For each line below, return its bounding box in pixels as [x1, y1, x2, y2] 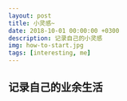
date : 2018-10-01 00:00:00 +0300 [8, 26, 120, 34]
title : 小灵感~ [8, 19, 55, 27]
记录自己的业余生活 [8, 81, 103, 95]
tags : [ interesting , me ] [8, 49, 91, 57]
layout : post [8, 11, 52, 20]
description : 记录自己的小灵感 [8, 34, 103, 42]
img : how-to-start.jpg [8, 42, 84, 50]
